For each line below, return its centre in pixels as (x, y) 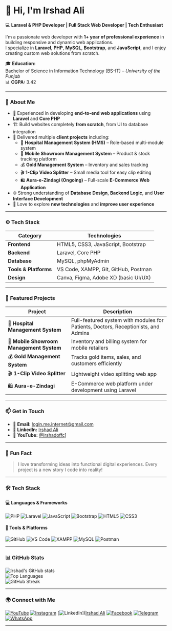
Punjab (13, 76)
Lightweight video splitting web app (114, 374)
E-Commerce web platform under (112, 383)
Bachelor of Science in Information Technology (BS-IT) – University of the (83, 71)
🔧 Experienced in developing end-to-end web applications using (82, 113)
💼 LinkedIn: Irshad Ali (36, 430)
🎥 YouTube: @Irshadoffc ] (39, 435)
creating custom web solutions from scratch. (52, 53)
